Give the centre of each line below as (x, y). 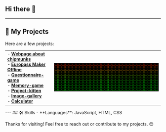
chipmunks (19, 59)
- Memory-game (25, 86)
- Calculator (20, 101)
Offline (14, 70)
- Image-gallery (24, 96)
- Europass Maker (26, 64)
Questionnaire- (28, 75)
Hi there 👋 (21, 9)
